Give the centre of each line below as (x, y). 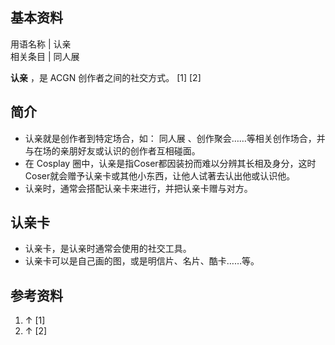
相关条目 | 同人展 (45, 56)
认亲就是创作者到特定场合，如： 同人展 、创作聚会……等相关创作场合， (170, 138)
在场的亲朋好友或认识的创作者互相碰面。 (117, 150)
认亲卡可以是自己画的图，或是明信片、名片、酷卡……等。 (142, 261)
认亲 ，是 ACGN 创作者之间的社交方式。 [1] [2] (106, 77)
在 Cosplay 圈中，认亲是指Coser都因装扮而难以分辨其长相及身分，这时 (170, 163)
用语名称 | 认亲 (41, 44)
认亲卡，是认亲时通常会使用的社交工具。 (108, 249)
